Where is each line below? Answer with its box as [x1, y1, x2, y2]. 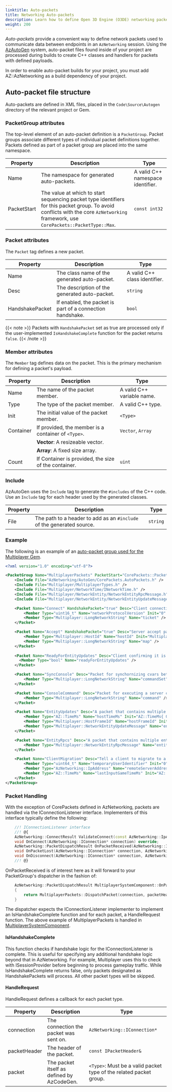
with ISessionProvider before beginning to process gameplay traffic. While [5, 962, 162, 968]
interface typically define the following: [5, 815, 88, 821]
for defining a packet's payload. [5, 365, 73, 371]
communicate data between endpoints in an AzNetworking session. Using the [5, 41, 167, 48]
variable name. [120, 392, 156, 399]
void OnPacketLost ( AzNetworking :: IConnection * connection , [14, 848, 143, 854]
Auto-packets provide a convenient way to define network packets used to [5, 36, 163, 42]
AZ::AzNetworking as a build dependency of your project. [5, 73, 127, 79]
